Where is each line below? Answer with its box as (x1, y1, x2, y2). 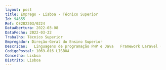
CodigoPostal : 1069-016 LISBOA (5, 48, 70, 53)
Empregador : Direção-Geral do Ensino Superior (5, 39, 103, 44)
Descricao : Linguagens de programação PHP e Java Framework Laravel (5, 44, 158, 49)
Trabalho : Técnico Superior (5, 35, 63, 40)
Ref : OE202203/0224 (5, 21, 45, 26)
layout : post (5, 7, 32, 12)
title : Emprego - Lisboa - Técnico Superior (5, 12, 98, 17)
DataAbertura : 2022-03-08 (5, 26, 58, 31)
